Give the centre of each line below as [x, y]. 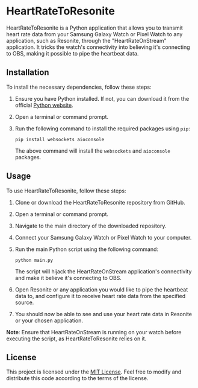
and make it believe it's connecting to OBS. [68, 278]
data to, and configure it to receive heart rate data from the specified [100, 296]
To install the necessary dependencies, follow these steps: [79, 87]
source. [24, 302]
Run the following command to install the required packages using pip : [103, 129]
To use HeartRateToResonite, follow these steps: [66, 191]
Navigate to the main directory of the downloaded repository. [91, 226]
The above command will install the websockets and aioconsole [92, 151]
